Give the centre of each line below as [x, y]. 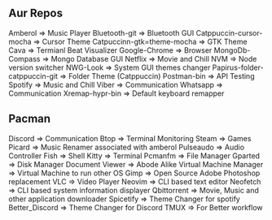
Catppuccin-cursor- [229, 32]
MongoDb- [232, 50]
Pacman [30, 119]
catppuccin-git [33, 75]
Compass [24, 58]
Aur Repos [36, 13]
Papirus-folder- [238, 67]
